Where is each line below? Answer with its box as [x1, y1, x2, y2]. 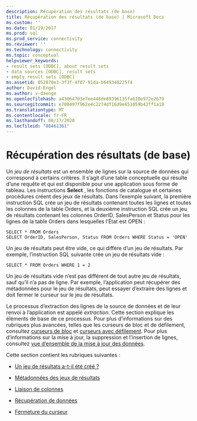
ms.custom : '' [6, 19, 41, 25]
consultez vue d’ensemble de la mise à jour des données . [6, 340, 145, 347]
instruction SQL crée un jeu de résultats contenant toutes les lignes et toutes [6, 199, 192, 206]
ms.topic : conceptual [6, 52, 59, 58]
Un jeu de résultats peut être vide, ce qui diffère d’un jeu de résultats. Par [6, 244, 183, 251]
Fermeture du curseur [14, 408, 68, 415]
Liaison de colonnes [14, 385, 64, 392]
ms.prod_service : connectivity [6, 36, 83, 42]
